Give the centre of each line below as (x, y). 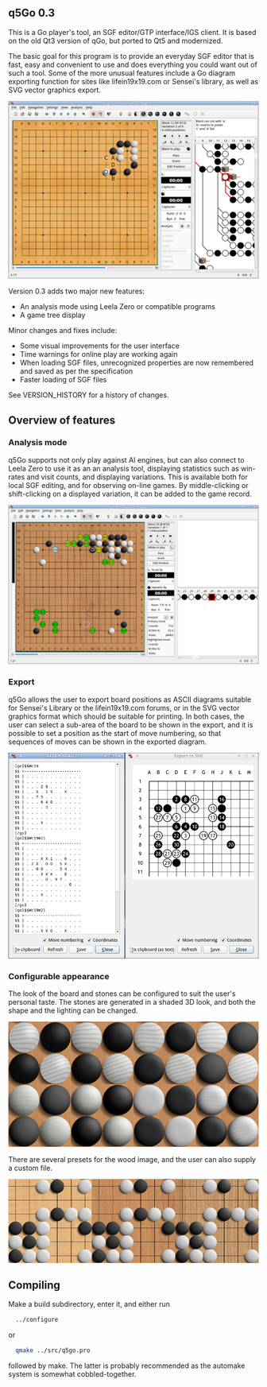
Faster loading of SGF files (63, 380)
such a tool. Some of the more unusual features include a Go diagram (122, 73)
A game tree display (52, 315)
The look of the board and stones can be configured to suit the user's (122, 994)
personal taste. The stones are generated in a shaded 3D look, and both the (132, 1002)
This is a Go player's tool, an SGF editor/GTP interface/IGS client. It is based (132, 32)
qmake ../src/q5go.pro (53, 1350)
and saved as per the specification (76, 371)
